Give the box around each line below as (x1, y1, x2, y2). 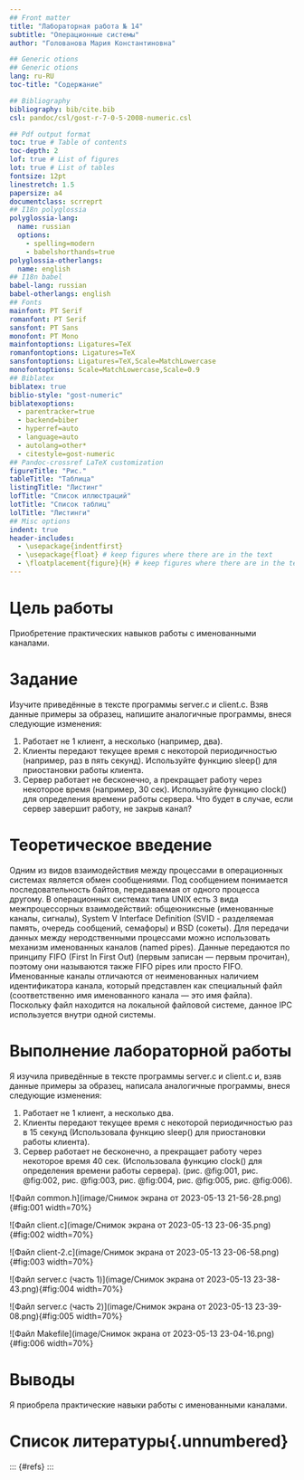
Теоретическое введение (9, 835, 213, 855)
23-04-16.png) (219, 1328, 275, 1339)
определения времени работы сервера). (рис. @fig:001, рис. (22, 1165, 259, 1176)
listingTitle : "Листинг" (9, 483, 103, 492)
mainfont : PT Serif (9, 306, 83, 315)
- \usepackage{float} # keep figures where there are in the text (17, 550, 273, 559)
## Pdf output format (9, 129, 91, 138)
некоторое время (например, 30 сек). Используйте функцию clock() (22, 784, 288, 795)
